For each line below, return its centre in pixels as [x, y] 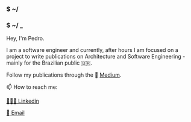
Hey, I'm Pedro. [25, 39]
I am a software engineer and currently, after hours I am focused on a [92, 50]
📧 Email [16, 113]
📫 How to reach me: [32, 87]
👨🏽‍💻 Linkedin [23, 101]
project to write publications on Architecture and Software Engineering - [96, 57]
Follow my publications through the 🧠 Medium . [64, 75]
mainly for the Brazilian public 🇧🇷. [49, 63]
